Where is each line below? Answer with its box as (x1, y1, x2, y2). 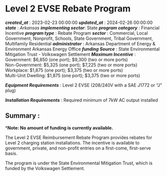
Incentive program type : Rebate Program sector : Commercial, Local (5, 30, 148, 36)
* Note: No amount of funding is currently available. (5, 125, 114, 131)
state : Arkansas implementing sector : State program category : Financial (5, 24, 160, 30)
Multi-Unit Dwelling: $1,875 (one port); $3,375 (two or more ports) (5, 72, 141, 78)
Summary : (5, 112, 40, 120)
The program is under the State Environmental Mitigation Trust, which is (5, 160, 153, 166)
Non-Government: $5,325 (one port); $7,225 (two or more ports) (5, 62, 138, 68)
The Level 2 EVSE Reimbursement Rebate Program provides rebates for (5, 134, 153, 140)
